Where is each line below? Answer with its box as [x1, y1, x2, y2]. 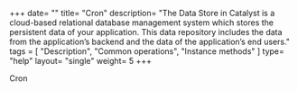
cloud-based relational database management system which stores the [9, 17, 274, 28]
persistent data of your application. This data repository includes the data [9, 27, 283, 37]
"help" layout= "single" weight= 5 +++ [9, 56, 152, 66]
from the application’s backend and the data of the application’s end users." [9, 36, 291, 47]
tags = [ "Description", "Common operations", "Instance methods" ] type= [9, 46, 284, 57]
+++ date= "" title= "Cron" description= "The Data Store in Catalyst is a [9, 8, 275, 18]
